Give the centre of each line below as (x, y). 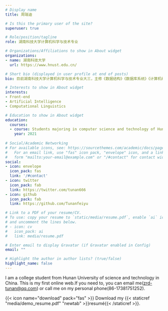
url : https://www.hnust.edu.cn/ (43, 65)
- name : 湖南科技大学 (25, 60)
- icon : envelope (23, 167)
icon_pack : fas (25, 171)
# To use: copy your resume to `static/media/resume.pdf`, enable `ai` (81, 218)
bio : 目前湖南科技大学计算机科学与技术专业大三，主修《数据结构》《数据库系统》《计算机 (83, 79)
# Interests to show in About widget (44, 88)
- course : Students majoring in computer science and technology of (82, 129)
